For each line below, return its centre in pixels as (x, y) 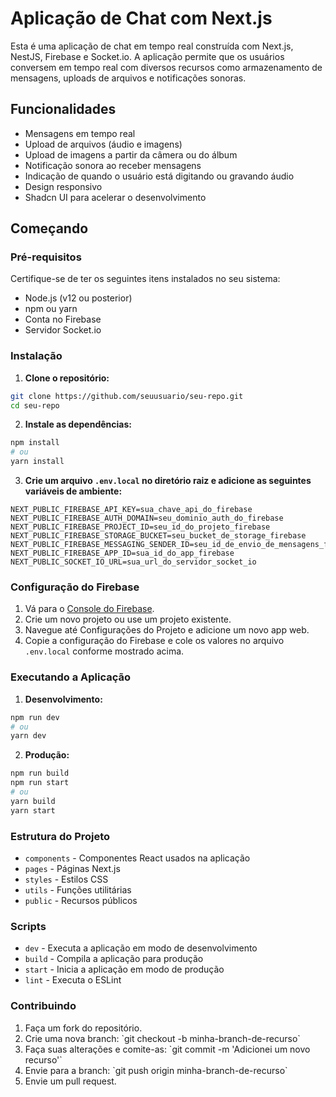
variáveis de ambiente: (73, 491)
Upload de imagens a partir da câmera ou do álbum (131, 154)
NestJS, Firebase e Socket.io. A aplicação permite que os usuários (147, 56)
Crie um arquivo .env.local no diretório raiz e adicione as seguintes (168, 481)
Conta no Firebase (63, 319)
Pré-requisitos (46, 257)
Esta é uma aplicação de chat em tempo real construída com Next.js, (152, 46)
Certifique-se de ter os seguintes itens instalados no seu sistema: (145, 279)
